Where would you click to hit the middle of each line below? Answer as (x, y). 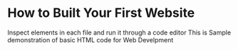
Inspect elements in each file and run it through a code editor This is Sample (119, 32)
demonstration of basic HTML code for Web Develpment (90, 39)
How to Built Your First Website (101, 13)
